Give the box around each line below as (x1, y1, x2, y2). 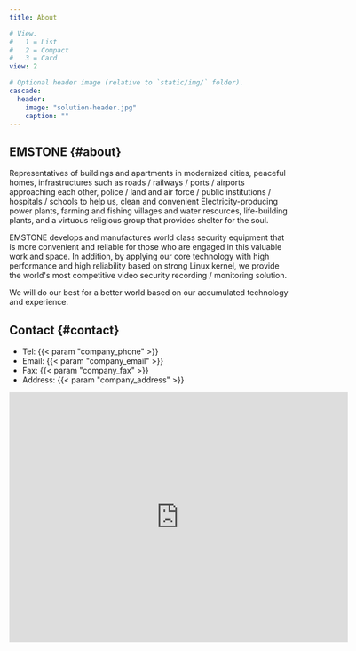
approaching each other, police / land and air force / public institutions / (9, 187, 272, 197)
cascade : (9, 86, 42, 95)
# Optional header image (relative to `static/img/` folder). (9, 78, 244, 87)
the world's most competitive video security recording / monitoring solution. (9, 270, 287, 281)
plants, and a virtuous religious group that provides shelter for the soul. (9, 215, 269, 226)
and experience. (9, 297, 69, 308)
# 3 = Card (9, 54, 58, 63)
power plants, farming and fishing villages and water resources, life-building (9, 205, 289, 216)
